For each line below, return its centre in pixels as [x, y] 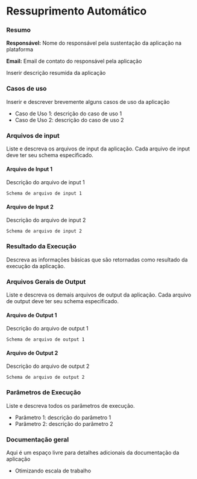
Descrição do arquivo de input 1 [46, 182]
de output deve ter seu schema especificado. [63, 301]
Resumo [19, 30]
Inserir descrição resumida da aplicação [56, 73]
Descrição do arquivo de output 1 [47, 329]
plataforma [20, 50]
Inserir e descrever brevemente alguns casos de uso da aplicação [88, 101]
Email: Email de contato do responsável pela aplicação [74, 61]
